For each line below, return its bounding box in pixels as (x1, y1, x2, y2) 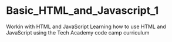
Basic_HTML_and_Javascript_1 (6, 4, 159, 17)
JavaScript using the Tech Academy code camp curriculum (6, 29, 150, 36)
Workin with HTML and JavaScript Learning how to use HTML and (6, 23, 166, 30)
